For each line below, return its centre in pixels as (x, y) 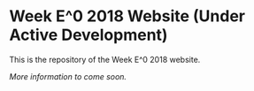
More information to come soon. (68, 76)
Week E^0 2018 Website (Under (127, 16)
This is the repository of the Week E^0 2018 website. (105, 59)
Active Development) (89, 35)
